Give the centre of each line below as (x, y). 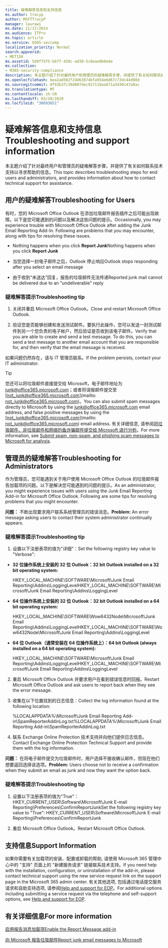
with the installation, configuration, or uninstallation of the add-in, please (80, 871)
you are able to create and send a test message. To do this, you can (82, 337)
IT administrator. (22, 363)
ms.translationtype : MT (30, 89)
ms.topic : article (24, 38)
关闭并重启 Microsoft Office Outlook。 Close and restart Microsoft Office (86, 309)
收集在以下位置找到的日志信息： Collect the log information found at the (85, 701)
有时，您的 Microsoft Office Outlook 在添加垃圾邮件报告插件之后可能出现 (80, 213)
